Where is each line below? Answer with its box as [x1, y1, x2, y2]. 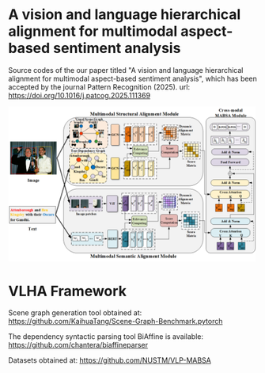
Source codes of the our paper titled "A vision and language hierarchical [8, 65, 244, 74]
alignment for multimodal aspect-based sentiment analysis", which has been [8, 74, 257, 83]
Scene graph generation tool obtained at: [8, 308, 142, 318]
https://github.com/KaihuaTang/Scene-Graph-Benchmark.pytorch [8, 317, 223, 326]
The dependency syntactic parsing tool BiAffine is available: [8, 332, 204, 341]
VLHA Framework [8, 282, 127, 300]
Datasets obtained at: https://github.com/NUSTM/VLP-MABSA [8, 356, 212, 365]
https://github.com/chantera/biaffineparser [8, 341, 149, 350]
